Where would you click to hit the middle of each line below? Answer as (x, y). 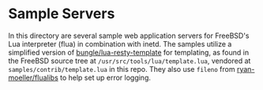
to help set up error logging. (106, 77)
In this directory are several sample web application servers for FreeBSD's (129, 36)
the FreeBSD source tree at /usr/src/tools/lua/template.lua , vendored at (130, 61)
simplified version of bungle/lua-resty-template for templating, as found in (129, 52)
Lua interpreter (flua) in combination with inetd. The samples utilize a (120, 43)
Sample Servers (62, 14)
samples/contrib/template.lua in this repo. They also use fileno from (122, 69)
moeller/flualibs (34, 77)
